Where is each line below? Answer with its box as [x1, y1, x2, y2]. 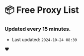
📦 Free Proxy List [4, 4, 79, 16]
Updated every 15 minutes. [4, 26, 71, 33]
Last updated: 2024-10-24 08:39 [11, 37, 78, 43]
